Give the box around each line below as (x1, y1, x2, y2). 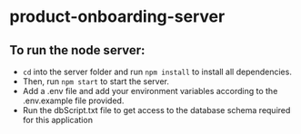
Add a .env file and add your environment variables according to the (22, 86, 278, 96)
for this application (22, 115, 94, 125)
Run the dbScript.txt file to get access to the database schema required (22, 105, 291, 115)
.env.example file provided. (22, 95, 125, 106)
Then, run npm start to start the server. (22, 76, 170, 87)
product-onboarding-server (9, 6, 226, 27)
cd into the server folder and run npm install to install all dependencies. (22, 66, 293, 77)
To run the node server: (9, 43, 145, 58)
